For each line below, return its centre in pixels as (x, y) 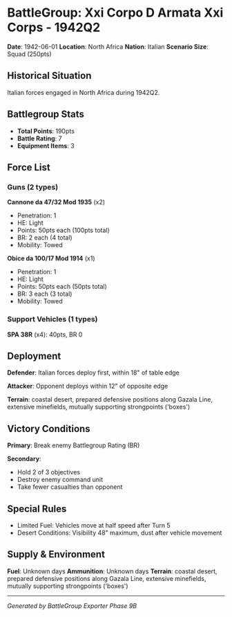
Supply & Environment (56, 554)
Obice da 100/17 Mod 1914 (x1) (51, 258)
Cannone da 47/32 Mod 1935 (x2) (56, 202)
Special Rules (37, 509)
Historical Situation (49, 76)
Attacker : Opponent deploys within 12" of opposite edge (88, 386)
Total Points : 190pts (46, 131)
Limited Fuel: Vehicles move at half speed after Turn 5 (94, 525)
